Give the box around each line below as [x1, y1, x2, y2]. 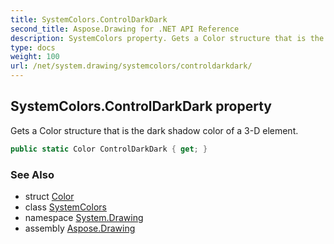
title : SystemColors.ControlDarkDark [10, 14, 168, 25]
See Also [10, 167, 55, 181]
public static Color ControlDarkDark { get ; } [10, 144, 208, 154]
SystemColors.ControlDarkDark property [10, 98, 272, 115]
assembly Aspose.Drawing [24, 222, 136, 234]
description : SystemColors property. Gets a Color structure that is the [10, 33, 325, 43]
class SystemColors [24, 201, 107, 213]
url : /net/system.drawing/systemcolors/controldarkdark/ [10, 61, 253, 71]
